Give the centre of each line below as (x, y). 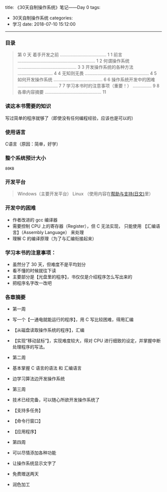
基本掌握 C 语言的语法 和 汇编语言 (47, 368)
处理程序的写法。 (30, 347)
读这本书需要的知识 (28, 106)
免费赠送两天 (25, 474)
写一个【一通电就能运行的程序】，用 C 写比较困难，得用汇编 (73, 320)
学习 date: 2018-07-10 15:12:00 (44, 24)
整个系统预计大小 (26, 158)
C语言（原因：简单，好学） (33, 144)
